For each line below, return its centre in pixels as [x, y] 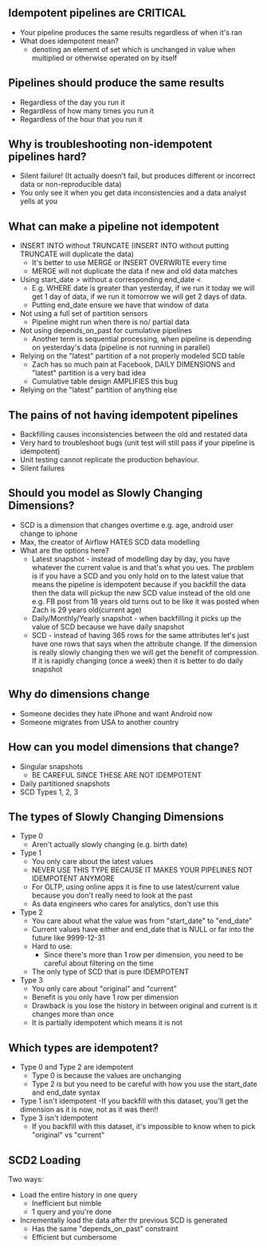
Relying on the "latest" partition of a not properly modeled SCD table [132, 356]
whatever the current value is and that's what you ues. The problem [143, 567]
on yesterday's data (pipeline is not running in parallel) [121, 347]
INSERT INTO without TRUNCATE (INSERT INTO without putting [124, 246]
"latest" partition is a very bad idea [88, 373]
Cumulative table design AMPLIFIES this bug [104, 382]
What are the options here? [64, 550]
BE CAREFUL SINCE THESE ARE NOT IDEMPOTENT [116, 775]
